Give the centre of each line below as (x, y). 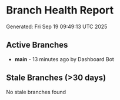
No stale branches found (36, 92)
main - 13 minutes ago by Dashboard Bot (64, 59)
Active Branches (37, 45)
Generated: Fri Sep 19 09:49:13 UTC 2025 (57, 26)
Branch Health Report (60, 10)
